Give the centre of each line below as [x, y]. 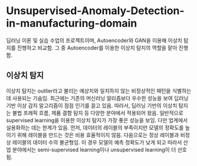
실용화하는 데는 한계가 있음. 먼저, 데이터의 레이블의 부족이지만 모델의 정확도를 [95, 127]
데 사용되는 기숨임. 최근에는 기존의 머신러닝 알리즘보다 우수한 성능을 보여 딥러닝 [97, 98]
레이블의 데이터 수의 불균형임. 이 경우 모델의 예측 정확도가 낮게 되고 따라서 [97, 142]
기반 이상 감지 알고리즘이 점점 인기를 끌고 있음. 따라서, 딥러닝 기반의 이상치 [92, 105]
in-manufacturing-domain [72, 23]
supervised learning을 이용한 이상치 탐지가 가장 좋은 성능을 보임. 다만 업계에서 [97, 120]
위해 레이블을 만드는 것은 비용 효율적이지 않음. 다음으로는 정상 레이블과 [98, 135]
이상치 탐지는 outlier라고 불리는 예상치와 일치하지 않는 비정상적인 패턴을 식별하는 [99, 91]
